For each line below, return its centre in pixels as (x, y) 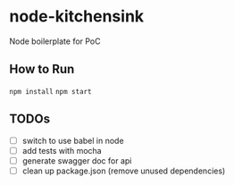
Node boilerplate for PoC (55, 41)
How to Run (42, 69)
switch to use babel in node (73, 140)
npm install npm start (50, 91)
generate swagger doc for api (77, 160)
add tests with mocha (62, 150)
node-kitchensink (77, 17)
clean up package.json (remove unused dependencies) (124, 171)
